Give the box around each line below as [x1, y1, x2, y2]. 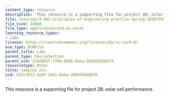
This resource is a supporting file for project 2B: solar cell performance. [5, 86, 154, 92]
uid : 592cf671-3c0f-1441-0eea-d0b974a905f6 [5, 72, 98, 77]
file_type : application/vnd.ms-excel [5, 26, 84, 31]
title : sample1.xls [5, 68, 46, 73]
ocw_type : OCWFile [5, 44, 44, 49]
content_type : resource [5, 7, 55, 12]
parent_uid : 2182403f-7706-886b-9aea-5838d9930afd [5, 58, 114, 63]
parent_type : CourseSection [5, 53, 64, 59]
